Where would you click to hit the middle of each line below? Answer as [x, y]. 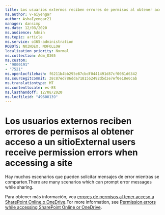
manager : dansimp [23, 23]
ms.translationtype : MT [29, 83]
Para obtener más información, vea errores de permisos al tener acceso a [80, 197]
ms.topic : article [24, 37]
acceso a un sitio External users [70, 142]
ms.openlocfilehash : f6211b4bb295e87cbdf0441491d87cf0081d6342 [71, 74]
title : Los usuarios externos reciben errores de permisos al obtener [79, 10]
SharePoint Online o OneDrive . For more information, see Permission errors [81, 202]
